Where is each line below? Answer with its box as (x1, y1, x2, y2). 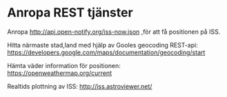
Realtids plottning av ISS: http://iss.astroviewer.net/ (7, 82, 152, 90)
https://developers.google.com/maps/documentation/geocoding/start (7, 48, 206, 56)
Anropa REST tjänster (7, 5, 133, 21)
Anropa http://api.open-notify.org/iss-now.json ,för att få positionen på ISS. (7, 28, 221, 36)
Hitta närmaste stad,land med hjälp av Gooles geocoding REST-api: (7, 41, 198, 49)
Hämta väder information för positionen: (7, 61, 121, 69)
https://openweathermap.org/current (7, 69, 112, 77)
